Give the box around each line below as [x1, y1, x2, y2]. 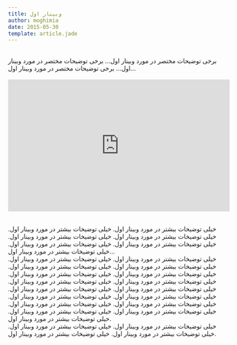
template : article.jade [8, 30, 78, 37]
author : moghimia [8, 17, 59, 24]
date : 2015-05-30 [8, 23, 59, 30]
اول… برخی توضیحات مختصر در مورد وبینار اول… [8, 64, 136, 73]
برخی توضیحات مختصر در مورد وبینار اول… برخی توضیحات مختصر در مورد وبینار [8, 57, 217, 65]
